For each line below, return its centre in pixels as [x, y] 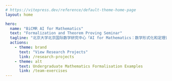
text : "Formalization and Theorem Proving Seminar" [66, 33]
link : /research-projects [46, 57]
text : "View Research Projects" [53, 52]
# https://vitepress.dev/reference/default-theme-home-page [71, 10]
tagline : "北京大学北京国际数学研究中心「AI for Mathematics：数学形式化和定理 [88, 38]
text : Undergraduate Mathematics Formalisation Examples [81, 66]
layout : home [19, 15]
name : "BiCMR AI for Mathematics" [47, 28]
